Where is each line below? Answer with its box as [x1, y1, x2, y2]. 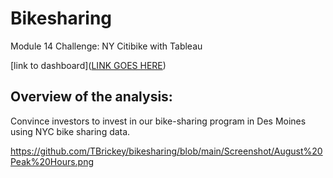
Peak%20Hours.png [10, 155, 95, 167]
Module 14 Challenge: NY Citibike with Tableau [10, 40, 203, 52]
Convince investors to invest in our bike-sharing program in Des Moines [10, 115, 307, 127]
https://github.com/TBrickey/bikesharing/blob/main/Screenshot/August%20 [10, 145, 323, 157]
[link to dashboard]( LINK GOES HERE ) [10, 59, 167, 71]
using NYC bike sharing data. [10, 125, 131, 137]
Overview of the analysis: [10, 88, 173, 106]
